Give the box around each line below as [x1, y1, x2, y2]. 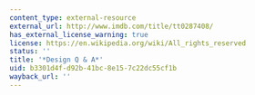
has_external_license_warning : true [9, 30, 148, 39]
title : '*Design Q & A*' [9, 55, 104, 64]
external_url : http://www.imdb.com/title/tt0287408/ [9, 22, 214, 31]
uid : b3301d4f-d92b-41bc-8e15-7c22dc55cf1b [9, 64, 178, 73]
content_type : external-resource [9, 13, 137, 23]
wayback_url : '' [9, 72, 71, 81]
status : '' [9, 47, 51, 56]
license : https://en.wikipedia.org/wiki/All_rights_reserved [9, 38, 247, 48]
